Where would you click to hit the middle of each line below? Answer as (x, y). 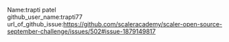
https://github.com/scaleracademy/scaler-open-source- (143, 24)
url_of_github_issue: (35, 24)
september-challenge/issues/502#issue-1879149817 (81, 31)
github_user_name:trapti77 (45, 17)
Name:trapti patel (32, 10)
